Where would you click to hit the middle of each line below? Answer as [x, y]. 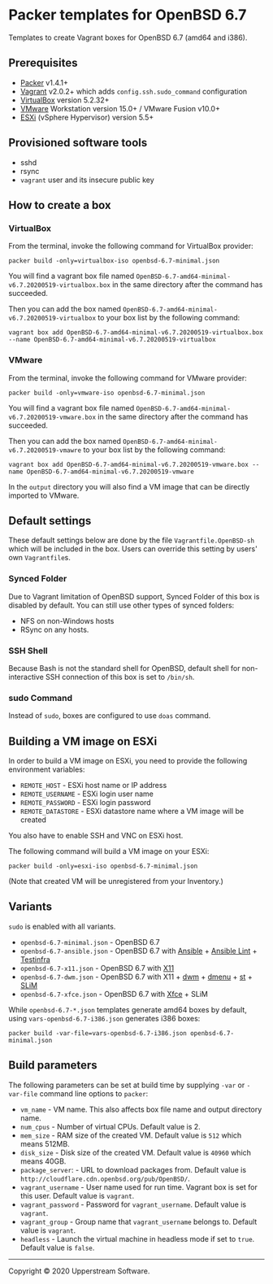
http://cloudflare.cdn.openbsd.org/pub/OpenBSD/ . [105, 1178]
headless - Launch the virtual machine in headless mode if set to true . [137, 1238]
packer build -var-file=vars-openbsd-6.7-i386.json [97, 1033]
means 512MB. [45, 1143]
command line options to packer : [94, 1093]
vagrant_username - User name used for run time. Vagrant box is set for [139, 1187]
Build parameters [53, 1066]
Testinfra [35, 959]
